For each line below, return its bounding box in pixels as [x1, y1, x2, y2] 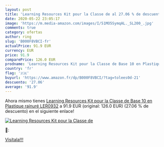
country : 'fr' [5, 66, 34, 71]
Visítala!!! [5, 136, 23, 142]
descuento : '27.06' [5, 80, 45, 84]
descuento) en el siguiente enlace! [5, 108, 75, 114]
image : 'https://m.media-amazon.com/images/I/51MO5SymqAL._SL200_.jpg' [5, 21, 154, 26]
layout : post [5, 7, 32, 12]
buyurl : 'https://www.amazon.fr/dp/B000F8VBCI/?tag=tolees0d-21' [5, 75, 141, 80]
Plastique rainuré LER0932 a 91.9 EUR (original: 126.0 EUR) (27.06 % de [5, 103, 149, 109]
